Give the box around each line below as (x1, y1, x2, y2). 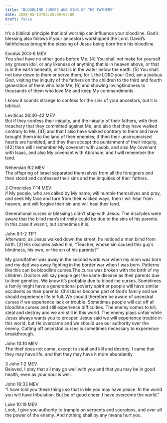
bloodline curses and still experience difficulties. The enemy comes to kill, (5, 304, 157, 310)
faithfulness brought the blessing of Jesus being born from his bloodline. (5, 41, 155, 47)
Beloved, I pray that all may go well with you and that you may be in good (5, 366, 156, 372)
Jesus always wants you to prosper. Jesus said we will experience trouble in (5, 315, 162, 321)
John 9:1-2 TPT (5, 231, 37, 237)
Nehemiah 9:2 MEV (5, 164, 45, 170)
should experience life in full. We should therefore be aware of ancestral (5, 293, 154, 300)
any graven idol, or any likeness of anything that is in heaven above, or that (5, 61, 160, 67)
